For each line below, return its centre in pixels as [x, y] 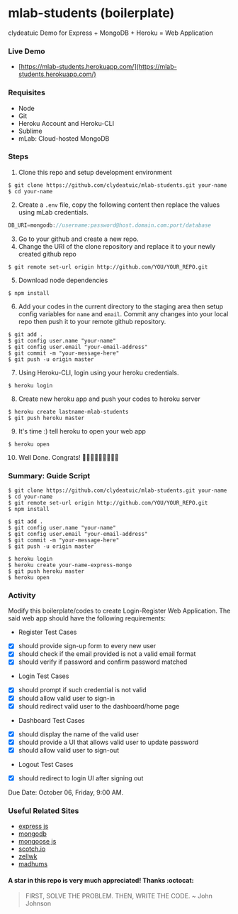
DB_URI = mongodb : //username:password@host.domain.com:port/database [110, 225]
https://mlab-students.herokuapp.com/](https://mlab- [99, 67]
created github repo [47, 254]
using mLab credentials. [53, 212]
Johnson [38, 903]
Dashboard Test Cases [51, 720]
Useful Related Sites [44, 810]
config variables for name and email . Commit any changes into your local [123, 313]
